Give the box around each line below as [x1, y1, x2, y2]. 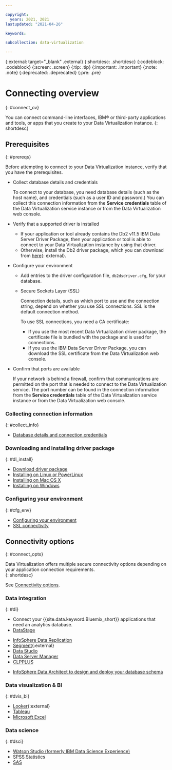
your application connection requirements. [5, 566, 95, 572]
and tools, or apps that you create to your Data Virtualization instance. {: [5, 120, 158, 126]
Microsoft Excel [12, 714, 46, 720]
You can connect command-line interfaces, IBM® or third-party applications [5, 114, 166, 121]
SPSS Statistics [12, 754, 45, 760]
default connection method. [20, 308, 80, 314]
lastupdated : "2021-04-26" [5, 22, 63, 27]
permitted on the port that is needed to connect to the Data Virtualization [12, 381, 167, 387]
